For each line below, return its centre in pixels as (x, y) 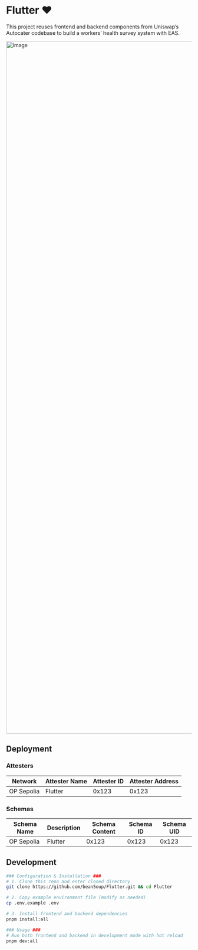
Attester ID (108, 781)
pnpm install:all (27, 919)
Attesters (20, 766)
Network (24, 781)
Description (64, 828)
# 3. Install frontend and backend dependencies (67, 914)
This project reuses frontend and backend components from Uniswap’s (93, 27)
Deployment (29, 749)
